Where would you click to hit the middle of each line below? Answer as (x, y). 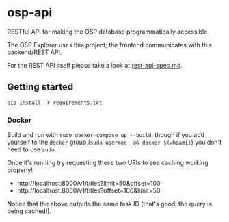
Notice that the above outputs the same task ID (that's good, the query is (110, 204)
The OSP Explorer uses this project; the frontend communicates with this (110, 45)
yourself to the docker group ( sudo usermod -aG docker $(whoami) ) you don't (114, 143)
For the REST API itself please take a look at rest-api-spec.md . (95, 65)
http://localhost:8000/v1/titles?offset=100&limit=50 (89, 190)
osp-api (30, 13)
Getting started (40, 87)
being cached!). (29, 211)
